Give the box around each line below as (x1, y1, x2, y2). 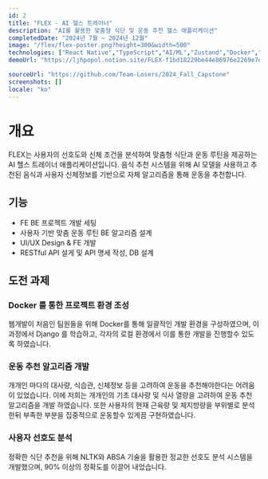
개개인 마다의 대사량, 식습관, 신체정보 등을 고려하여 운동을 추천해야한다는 (8, 380, 234, 391)
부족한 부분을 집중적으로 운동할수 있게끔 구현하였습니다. (22, 410, 196, 420)
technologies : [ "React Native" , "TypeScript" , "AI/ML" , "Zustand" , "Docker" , (8, 49, 259, 57)
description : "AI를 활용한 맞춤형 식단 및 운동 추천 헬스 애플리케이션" (8, 26, 218, 34)
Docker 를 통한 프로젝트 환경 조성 (8, 300, 129, 311)
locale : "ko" (8, 85, 52, 93)
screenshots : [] (8, 77, 62, 86)
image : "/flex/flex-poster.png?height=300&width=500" (8, 41, 191, 49)
